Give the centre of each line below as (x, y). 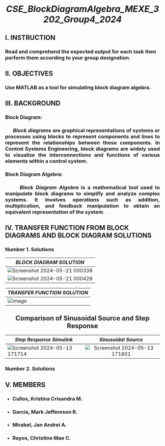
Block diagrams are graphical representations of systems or (87, 131)
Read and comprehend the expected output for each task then (81, 52)
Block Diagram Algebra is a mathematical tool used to (90, 187)
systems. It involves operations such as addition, (82, 200)
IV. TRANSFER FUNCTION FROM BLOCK (67, 228)
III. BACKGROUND (33, 103)
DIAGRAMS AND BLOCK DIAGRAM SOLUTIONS (78, 236)
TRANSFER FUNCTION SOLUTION (48, 292)
